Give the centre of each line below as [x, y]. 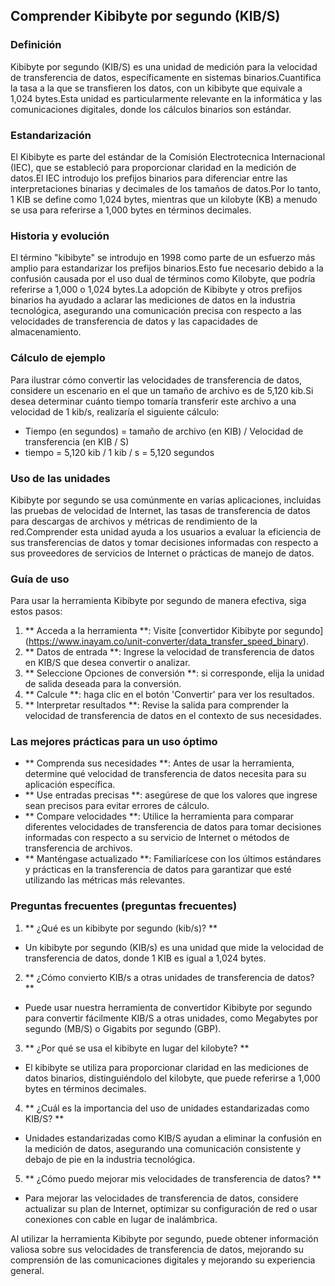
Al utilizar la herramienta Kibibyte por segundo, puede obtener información [164, 1238]
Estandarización [51, 135]
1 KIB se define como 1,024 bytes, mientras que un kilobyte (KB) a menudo [164, 199]
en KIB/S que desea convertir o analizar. [107, 663]
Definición [36, 45]
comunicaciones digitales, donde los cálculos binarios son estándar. [151, 109]
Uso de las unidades [60, 478]
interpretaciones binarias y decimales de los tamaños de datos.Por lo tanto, [166, 188]
